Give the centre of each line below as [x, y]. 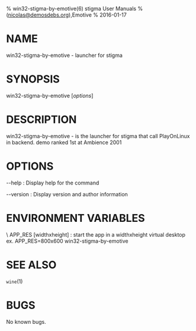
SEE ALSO [31, 265]
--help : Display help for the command [53, 183]
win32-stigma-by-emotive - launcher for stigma [65, 55]
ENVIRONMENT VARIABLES [75, 218]
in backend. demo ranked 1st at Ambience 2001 [64, 142]
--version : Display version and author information [67, 194]
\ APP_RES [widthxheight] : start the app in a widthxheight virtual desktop [96, 234]
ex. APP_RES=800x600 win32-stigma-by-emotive [67, 241]
